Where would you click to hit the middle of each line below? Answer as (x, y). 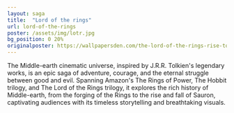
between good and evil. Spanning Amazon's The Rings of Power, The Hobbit (117, 80)
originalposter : (31, 46)
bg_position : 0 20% (36, 40)
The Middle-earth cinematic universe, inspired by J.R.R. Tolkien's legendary (116, 66)
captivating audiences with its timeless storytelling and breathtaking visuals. (117, 102)
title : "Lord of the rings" (49, 20)
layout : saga (26, 14)
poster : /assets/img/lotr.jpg (51, 33)
